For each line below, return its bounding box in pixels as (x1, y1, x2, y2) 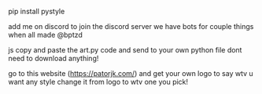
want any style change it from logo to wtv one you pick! (8, 78, 189, 86)
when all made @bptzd (8, 31, 83, 39)
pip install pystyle (8, 7, 65, 16)
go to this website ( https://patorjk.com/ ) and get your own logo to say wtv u (8, 69, 253, 78)
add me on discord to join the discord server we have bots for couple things (8, 22, 254, 31)
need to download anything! (8, 54, 99, 63)
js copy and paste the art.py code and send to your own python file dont (8, 45, 242, 54)
